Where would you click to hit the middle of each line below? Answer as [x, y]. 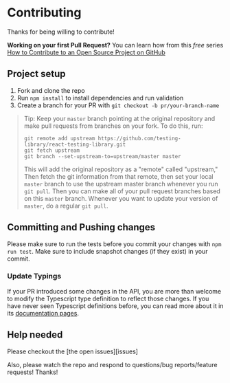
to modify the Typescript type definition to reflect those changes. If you [108, 298]
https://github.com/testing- [139, 138]
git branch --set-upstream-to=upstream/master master [102, 156]
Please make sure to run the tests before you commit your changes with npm [114, 244]
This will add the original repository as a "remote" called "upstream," [121, 169]
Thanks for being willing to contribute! [61, 32]
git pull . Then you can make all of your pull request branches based [122, 191]
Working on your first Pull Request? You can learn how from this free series [115, 45]
